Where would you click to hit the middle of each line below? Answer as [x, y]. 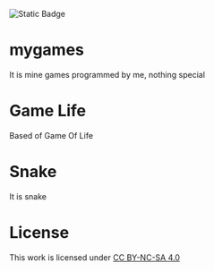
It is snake [28, 196]
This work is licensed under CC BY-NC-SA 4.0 [95, 257]
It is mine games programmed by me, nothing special [107, 74]
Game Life [48, 111]
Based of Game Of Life [51, 135]
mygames [47, 50]
